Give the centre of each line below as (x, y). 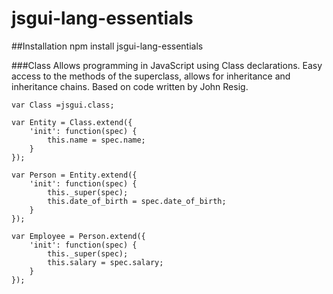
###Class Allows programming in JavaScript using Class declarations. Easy (167, 65)
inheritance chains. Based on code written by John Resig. (130, 86)
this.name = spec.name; (96, 140)
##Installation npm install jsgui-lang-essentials (107, 46)
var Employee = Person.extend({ (78, 236)
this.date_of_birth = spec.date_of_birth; (137, 201)
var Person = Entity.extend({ (74, 175)
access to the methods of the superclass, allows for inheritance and (151, 76)
